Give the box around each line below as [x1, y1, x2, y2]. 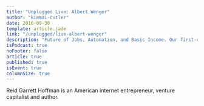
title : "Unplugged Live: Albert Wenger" [6, 8, 110, 15]
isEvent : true [6, 64, 42, 71]
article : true [6, 54, 42, 60]
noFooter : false [6, 48, 47, 54]
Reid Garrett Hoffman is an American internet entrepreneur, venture [6, 87, 175, 94]
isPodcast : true [6, 43, 47, 49]
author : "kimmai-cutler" [6, 14, 69, 20]
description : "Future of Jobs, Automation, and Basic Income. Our [6, 37, 178, 43]
